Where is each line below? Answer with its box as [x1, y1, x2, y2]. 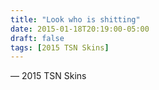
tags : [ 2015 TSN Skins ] [10, 42, 110, 53]
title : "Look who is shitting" [10, 14, 141, 25]
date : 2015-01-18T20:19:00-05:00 [10, 24, 150, 34]
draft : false [10, 33, 65, 43]
